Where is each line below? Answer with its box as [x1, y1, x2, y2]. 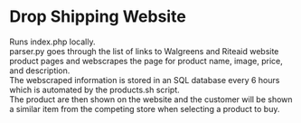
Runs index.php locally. [9, 36, 96, 47]
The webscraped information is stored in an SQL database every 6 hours [9, 74, 280, 85]
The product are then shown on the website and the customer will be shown [9, 93, 293, 105]
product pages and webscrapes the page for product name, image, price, [9, 55, 283, 66]
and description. [9, 65, 71, 76]
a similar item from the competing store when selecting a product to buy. [9, 103, 280, 114]
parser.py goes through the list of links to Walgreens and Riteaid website [9, 45, 279, 56]
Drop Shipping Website [9, 6, 187, 27]
